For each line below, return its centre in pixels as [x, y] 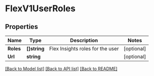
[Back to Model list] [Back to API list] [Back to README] [61, 69]
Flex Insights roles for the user [84, 49]
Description [84, 40]
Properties [22, 27]
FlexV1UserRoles [40, 9]
